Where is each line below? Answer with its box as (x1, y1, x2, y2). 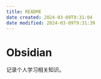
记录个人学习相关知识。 (6, 66, 64, 74)
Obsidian (6, 45, 52, 59)
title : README (6, 8, 42, 15)
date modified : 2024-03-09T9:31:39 (6, 20, 96, 26)
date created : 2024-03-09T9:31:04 (6, 14, 93, 20)
